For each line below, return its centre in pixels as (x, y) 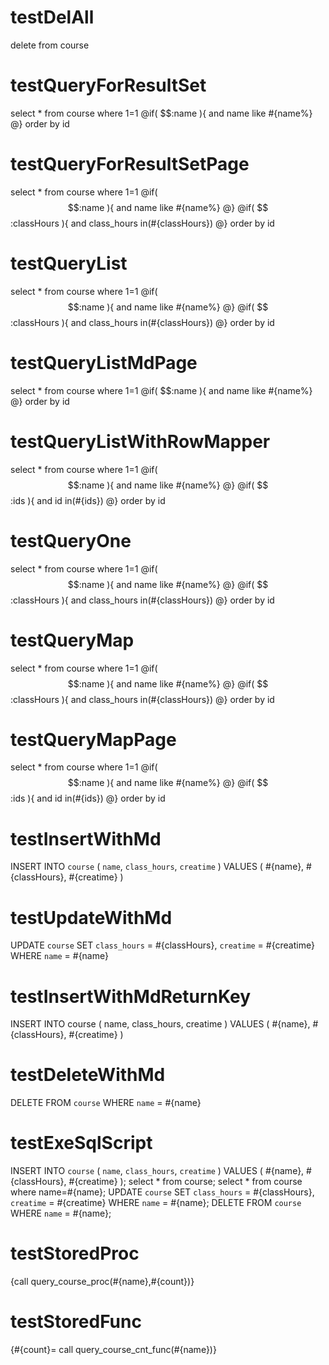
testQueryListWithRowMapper (140, 441)
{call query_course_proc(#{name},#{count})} (102, 1282)
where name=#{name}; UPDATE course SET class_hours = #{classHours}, (162, 1192)
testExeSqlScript (81, 1143)
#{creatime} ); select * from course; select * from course (185, 1182)
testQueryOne (71, 540)
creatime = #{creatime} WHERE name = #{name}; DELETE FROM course (156, 1203)
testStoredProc (75, 1253)
